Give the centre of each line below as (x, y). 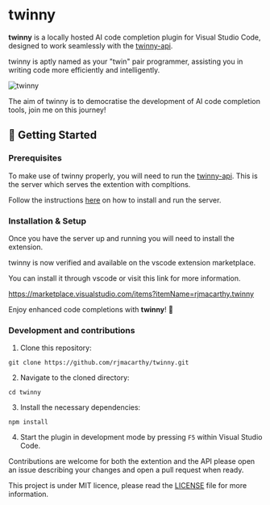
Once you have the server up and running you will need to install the (122, 238)
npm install (28, 422)
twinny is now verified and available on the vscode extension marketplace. (132, 262)
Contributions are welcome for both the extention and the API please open (132, 461)
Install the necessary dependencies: (80, 407)
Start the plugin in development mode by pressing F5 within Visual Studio (141, 437)
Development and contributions (72, 330)
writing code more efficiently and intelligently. (84, 69)
